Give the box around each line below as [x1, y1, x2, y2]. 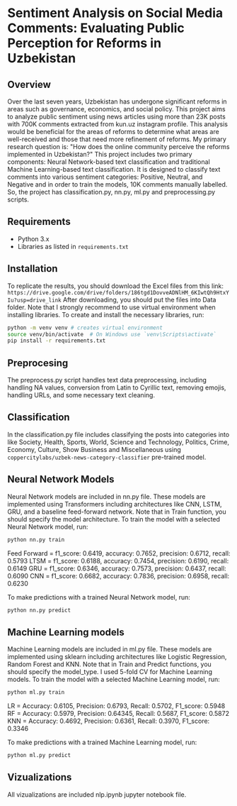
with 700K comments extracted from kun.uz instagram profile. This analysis [7, 120, 229, 128]
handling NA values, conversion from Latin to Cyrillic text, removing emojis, [7, 383, 226, 392]
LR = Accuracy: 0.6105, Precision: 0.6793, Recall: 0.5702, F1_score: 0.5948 [7, 702, 226, 710]
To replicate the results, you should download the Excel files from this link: [7, 282, 224, 290]
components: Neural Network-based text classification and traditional [7, 158, 210, 166]
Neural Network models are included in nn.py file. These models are [7, 492, 206, 501]
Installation [7, 263, 58, 275]
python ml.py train [7, 689, 65, 696]
